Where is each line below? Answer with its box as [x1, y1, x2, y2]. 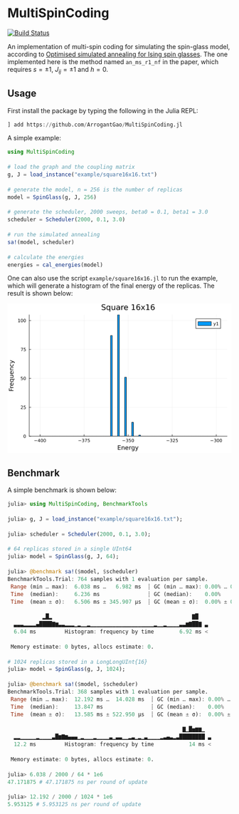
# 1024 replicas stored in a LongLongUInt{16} [7, 658, 148, 665]
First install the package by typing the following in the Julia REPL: [7, 106, 198, 115]
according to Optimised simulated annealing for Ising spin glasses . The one [7, 50, 228, 58]
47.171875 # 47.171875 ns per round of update [7, 778, 148, 786]
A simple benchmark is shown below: [7, 486, 117, 494]
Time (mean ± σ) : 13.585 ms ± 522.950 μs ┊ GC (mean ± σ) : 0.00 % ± [10, 711, 231, 718]
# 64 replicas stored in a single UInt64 [7, 546, 132, 553]
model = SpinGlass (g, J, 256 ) [7, 194, 97, 201]
